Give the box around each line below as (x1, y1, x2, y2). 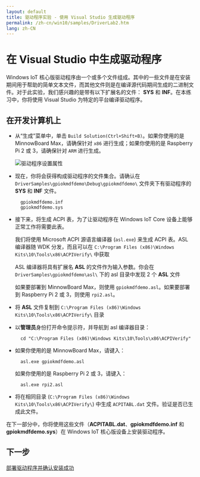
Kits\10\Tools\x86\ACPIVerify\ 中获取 (14, 251, 110, 258)
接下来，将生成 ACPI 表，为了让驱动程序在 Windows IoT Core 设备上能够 (14, 216, 193, 222)
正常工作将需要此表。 (14, 223, 67, 230)
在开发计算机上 (6, 115, 61, 125)
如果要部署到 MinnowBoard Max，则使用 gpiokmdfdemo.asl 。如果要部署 (14, 284, 190, 290)
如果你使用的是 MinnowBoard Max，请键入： (14, 347, 126, 354)
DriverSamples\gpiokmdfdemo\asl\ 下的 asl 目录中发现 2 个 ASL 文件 (14, 271, 180, 278)
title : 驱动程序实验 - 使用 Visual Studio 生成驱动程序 (6, 14, 135, 20)
